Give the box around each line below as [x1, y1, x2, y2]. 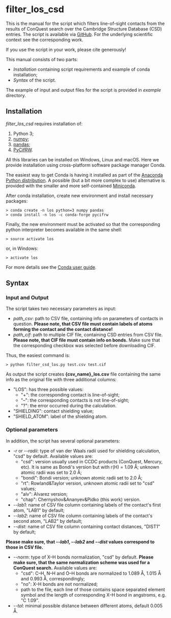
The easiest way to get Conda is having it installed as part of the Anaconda [6, 172, 163, 178]
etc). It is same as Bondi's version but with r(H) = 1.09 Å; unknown [20, 464, 159, 470]
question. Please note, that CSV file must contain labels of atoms [13, 321, 153, 327]
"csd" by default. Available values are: [13, 453, 93, 459]
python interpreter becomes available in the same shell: [6, 227, 122, 233]
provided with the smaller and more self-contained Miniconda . [6, 182, 136, 189]
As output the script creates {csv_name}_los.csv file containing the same [6, 371, 161, 377]
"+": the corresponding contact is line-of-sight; [20, 392, 120, 398]
